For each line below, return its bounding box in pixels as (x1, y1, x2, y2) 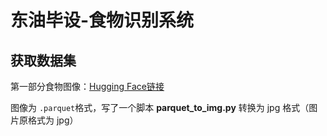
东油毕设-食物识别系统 (10, 9, 195, 32)
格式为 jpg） (27, 114, 79, 126)
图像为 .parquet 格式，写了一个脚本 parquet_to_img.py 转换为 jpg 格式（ (10, 102, 310, 113)
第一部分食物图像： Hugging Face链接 (10, 81, 165, 92)
